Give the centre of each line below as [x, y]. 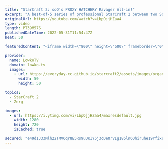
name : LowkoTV [24, 60]
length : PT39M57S [23, 28]
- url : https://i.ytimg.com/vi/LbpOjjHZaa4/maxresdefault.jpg [76, 115]
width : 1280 [26, 120]
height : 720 [26, 125]
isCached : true [30, 130]
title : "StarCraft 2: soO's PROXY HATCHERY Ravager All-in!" [70, 10]
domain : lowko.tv [28, 65]
